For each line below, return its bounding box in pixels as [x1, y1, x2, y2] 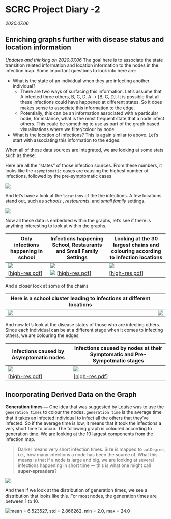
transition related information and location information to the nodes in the [5, 62, 159, 68]
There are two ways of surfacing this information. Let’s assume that [20, 88, 162, 94]
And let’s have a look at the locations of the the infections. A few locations [5, 192, 162, 198]
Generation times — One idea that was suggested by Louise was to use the [5, 404, 164, 410]
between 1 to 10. [5, 498, 39, 504]
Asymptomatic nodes [11, 354, 65, 361]
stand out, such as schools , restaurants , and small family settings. [5, 198, 146, 204]
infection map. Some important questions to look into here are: [5, 67, 136, 73]
